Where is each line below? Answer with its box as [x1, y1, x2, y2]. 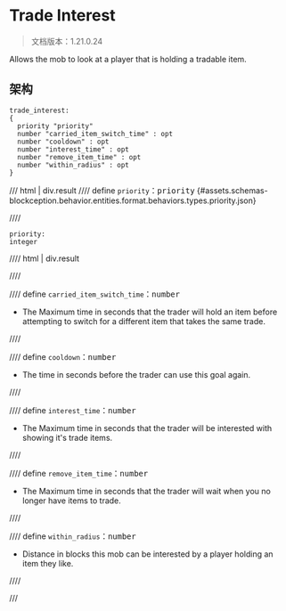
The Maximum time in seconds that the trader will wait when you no [21, 485, 272, 496]
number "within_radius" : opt [17, 160, 129, 169]
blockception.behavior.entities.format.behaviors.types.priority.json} [9, 195, 257, 206]
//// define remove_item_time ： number [9, 468, 149, 478]
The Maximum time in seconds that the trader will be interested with [21, 422, 273, 433]
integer [9, 237, 38, 246]
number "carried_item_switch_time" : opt [17, 129, 174, 138]
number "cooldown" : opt [17, 137, 110, 146]
